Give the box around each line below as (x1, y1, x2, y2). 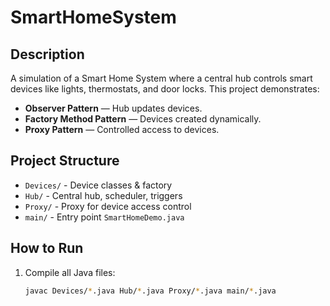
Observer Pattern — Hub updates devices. (24, 102, 203, 114)
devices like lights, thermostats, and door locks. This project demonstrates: (10, 83, 320, 95)
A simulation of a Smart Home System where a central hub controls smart (10, 72, 313, 84)
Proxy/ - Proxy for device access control (24, 200, 192, 212)
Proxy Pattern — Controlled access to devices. (24, 124, 220, 135)
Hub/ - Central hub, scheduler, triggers (24, 189, 183, 201)
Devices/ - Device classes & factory (24, 179, 173, 191)
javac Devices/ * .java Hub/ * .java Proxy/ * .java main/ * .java (24, 286, 277, 296)
